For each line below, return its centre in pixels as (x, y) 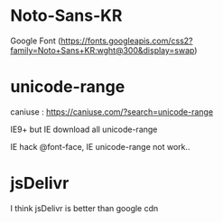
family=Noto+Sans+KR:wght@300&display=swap (102, 50)
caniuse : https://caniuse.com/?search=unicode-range (112, 111)
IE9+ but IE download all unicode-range (84, 129)
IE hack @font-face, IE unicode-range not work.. (100, 146)
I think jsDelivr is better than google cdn (84, 208)
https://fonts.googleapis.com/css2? (127, 41)
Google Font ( (36, 41)
